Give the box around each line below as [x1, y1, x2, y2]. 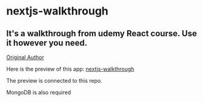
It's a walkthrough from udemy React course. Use [6, 28, 197, 39]
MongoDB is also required [6, 89, 72, 96]
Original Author [6, 54, 44, 61]
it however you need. [6, 37, 88, 48]
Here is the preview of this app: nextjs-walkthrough [6, 65, 135, 72]
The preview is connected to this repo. [6, 77, 102, 84]
